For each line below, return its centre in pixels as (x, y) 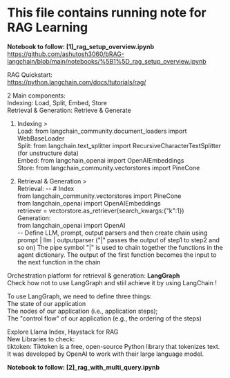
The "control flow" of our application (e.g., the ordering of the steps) (105, 318)
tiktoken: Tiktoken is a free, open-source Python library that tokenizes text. (114, 346)
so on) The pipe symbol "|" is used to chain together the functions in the (120, 247)
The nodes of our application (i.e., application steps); (83, 311)
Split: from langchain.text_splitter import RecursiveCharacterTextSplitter (119, 145)
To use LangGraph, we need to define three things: (79, 296)
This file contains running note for (107, 13)
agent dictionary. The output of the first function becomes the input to (117, 255)
